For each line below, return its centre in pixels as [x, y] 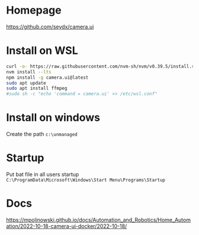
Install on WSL [42, 51]
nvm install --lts [29, 72]
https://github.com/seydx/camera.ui [50, 27]
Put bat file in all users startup [43, 174]
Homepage [34, 10]
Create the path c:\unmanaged [42, 134]
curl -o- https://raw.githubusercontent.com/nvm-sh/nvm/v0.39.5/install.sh [102, 66]
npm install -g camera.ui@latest [47, 78]
